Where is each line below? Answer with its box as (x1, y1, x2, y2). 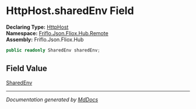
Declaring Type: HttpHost (6, 23, 69, 30)
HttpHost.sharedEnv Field (6, 4, 134, 18)
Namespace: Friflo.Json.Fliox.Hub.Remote (6, 29, 109, 36)
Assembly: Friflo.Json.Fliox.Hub (6, 36, 84, 43)
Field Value (6, 63, 48, 74)
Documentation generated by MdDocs (6, 96, 98, 103)
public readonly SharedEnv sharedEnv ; (6, 47, 100, 53)
